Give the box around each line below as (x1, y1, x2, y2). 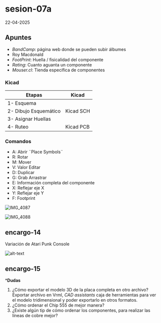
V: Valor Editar (12, 164, 41, 170)
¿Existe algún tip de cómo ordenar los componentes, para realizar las (12, 307, 150, 313)
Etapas (26, 92, 43, 98)
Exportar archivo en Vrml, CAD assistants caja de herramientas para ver (12, 292, 157, 298)
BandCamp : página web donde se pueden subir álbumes (12, 46, 126, 52)
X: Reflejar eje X (12, 185, 45, 191)
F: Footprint (12, 195, 35, 201)
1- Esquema (7, 100, 36, 107)
